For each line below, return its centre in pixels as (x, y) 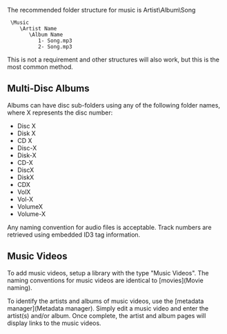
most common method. (40, 67)
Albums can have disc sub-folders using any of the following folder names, (114, 105)
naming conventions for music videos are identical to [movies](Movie (105, 280)
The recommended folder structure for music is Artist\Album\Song (101, 10)
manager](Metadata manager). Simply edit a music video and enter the (108, 308)
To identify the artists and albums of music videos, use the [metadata (106, 301)
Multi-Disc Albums (48, 89)
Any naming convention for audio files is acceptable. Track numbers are (109, 227)
